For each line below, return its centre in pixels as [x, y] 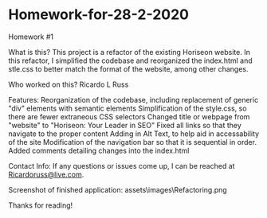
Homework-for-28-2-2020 [99, 15]
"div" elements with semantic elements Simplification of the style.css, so [128, 108]
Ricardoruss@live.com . [46, 174]
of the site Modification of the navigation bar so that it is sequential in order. [133, 142]
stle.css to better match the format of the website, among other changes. [128, 68]
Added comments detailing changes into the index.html [99, 150]
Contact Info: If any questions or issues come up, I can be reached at [122, 165]
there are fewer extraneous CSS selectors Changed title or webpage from [129, 116]
